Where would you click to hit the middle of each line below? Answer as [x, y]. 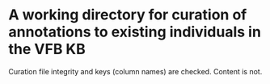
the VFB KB [47, 49]
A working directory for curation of [128, 15]
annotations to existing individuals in [135, 32]
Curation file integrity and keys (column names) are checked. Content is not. [135, 71]
